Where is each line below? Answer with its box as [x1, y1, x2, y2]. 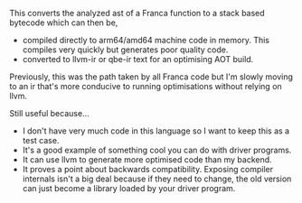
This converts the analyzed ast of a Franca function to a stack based [9, 8, 265, 18]
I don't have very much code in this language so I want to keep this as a [22, 125, 290, 136]
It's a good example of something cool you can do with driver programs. [22, 144, 292, 155]
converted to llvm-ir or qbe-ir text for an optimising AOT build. [22, 54, 254, 64]
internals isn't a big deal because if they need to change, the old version [22, 173, 292, 184]
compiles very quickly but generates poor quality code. [22, 44, 229, 55]
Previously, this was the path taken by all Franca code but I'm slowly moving [9, 71, 294, 82]
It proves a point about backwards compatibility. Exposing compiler [22, 164, 274, 174]
